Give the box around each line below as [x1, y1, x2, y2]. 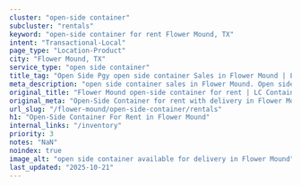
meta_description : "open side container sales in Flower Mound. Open [9, 80, 275, 89]
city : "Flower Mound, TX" [9, 55, 106, 63]
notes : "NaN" [9, 138, 58, 147]
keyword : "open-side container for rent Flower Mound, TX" [9, 30, 235, 38]
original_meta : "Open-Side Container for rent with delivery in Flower [9, 96, 282, 106]
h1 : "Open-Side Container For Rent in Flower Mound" [9, 113, 211, 122]
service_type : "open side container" [9, 63, 150, 72]
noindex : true [9, 146, 63, 155]
